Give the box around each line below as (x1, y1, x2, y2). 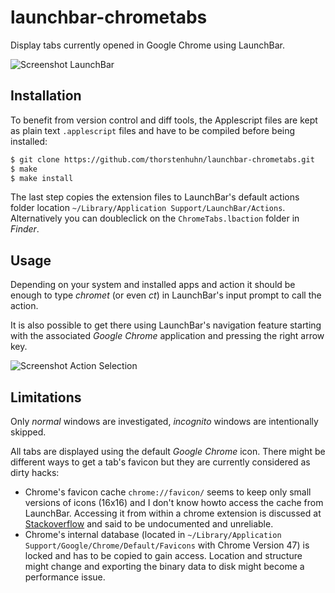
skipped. (10, 426, 47, 438)
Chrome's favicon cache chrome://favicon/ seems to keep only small (24, 486, 312, 498)
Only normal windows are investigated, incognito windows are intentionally (10, 416, 319, 427)
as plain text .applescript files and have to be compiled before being (10, 124, 296, 136)
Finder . (10, 223, 40, 235)
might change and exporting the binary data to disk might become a (24, 561, 305, 572)
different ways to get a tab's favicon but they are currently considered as (10, 456, 311, 468)
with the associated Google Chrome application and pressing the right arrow (10, 330, 325, 342)
